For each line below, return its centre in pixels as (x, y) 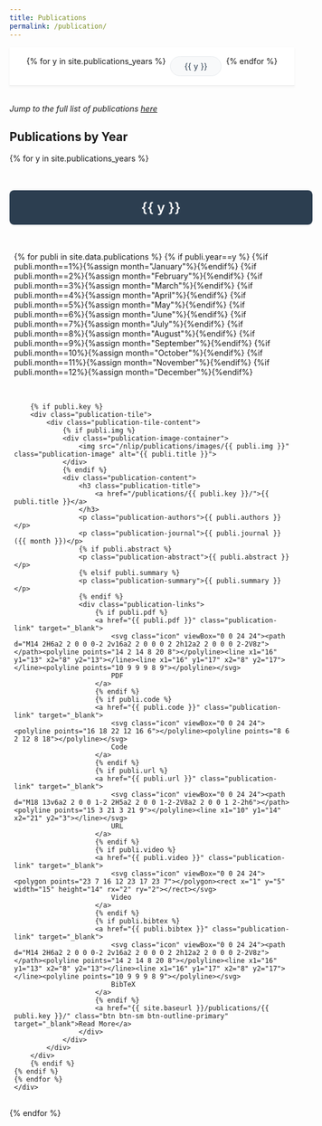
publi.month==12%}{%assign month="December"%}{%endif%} (133, 373)
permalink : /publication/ (58, 26)
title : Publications (48, 18)
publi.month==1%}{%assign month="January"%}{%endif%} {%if (135, 267)
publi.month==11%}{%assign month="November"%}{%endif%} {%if (142, 363)
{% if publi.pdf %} (132, 613)
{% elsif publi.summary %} (129, 573)
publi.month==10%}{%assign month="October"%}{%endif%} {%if (138, 353)
